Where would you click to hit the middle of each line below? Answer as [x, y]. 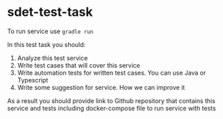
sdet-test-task [50, 12]
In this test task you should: [47, 44]
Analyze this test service [52, 58]
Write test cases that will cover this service [79, 65]
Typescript [33, 80]
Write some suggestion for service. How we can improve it [101, 87]
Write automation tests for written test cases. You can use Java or [111, 73]
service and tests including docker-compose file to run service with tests [112, 108]
